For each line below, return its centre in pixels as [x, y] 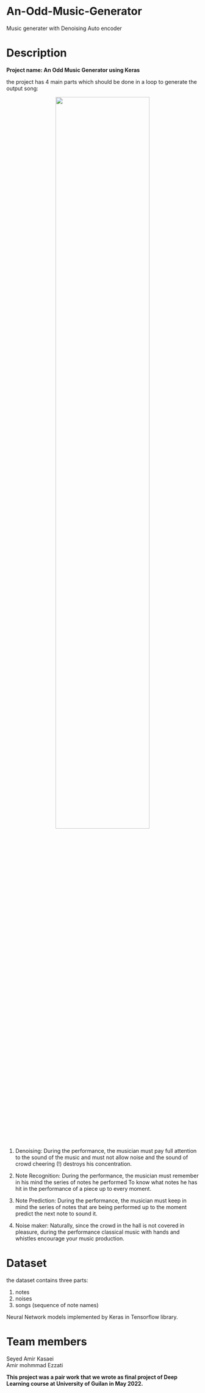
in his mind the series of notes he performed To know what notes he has [106, 1182]
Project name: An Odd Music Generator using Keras [73, 70]
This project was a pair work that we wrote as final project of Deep [92, 1377]
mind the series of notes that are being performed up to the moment [101, 1207]
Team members [47, 1342]
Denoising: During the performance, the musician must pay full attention [106, 1150]
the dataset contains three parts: [47, 1280]
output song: [22, 88]
